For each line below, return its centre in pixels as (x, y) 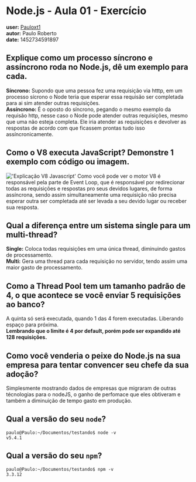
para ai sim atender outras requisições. (53, 103)
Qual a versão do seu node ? (56, 419)
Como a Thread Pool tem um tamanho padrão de (96, 286)
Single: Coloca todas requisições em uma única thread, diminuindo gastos (96, 249)
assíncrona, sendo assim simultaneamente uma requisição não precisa (91, 194)
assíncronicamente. (30, 134)
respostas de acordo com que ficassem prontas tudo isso (75, 128)
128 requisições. (27, 337)
